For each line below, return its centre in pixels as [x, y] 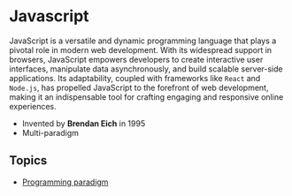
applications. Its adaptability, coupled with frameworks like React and [135, 78]
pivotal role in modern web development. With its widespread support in [141, 49]
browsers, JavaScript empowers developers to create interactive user [136, 59]
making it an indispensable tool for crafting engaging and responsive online [146, 97]
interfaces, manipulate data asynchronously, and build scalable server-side [146, 69]
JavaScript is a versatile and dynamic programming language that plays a [143, 41]
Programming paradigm [65, 182]
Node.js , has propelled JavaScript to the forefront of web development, [139, 87]
